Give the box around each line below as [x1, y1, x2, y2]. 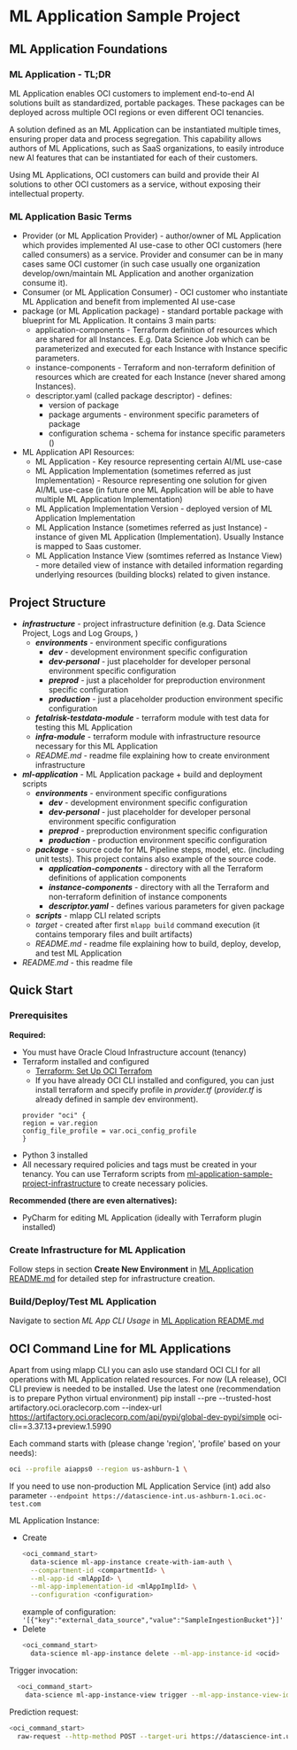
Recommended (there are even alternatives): [9, 1195, 178, 1205]
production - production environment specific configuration [48, 834, 268, 845]
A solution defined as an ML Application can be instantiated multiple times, [9, 124, 281, 135]
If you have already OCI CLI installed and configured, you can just [34, 1074, 275, 1086]
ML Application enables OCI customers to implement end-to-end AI [9, 88, 255, 98]
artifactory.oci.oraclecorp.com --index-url [9, 1402, 162, 1413]
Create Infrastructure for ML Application [9, 1243, 186, 1256]
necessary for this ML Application [34, 740, 158, 751]
